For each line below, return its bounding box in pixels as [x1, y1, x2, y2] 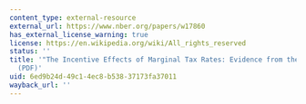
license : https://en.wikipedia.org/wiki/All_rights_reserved [9, 38, 247, 48]
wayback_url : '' [9, 80, 71, 90]
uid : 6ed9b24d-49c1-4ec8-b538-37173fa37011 [9, 72, 178, 81]
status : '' [9, 47, 51, 56]
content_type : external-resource [9, 13, 137, 23]
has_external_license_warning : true [9, 30, 148, 39]
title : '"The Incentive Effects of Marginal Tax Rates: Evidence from [9, 55, 283, 64]
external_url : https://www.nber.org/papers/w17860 [9, 22, 206, 31]
